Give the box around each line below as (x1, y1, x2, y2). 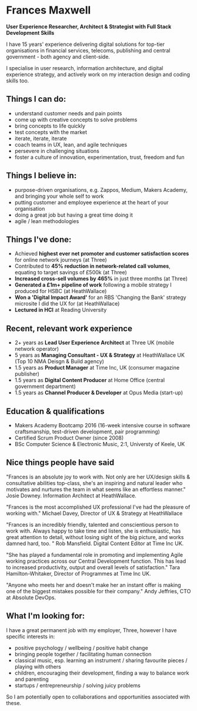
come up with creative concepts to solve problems (14, 116, 138, 123)
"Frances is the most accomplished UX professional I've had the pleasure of (6, 503, 191, 510)
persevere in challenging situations (14, 147, 100, 154)
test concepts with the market (14, 128, 87, 135)
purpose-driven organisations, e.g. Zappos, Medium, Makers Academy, (14, 186, 188, 193)
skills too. (6, 77, 29, 84)
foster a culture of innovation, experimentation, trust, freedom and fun (14, 154, 185, 161)
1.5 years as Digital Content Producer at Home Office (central (14, 377, 165, 384)
